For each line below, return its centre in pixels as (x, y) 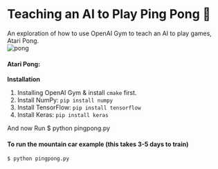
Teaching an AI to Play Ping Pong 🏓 (109, 14)
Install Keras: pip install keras (63, 115)
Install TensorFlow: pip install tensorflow (79, 107)
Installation (24, 80)
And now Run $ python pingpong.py (59, 128)
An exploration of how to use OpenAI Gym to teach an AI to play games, (110, 33)
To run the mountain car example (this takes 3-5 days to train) (98, 144)
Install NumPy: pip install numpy (65, 100)
